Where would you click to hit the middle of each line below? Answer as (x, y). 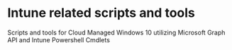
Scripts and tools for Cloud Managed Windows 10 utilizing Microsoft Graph (116, 32)
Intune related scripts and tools (101, 13)
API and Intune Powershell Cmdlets (59, 39)
